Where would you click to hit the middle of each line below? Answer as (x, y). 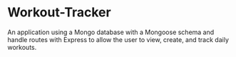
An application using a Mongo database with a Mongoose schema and (111, 32)
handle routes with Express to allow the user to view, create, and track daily (118, 39)
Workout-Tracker (60, 12)
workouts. (22, 47)
